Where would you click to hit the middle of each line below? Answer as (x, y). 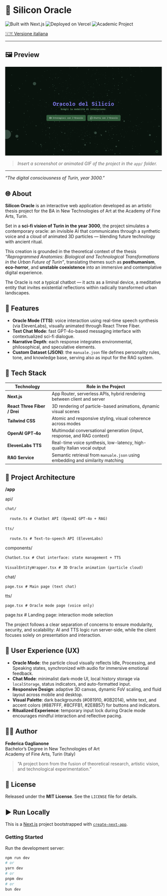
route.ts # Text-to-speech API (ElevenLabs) (56, 538)
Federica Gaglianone (27, 743)
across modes (66, 424)
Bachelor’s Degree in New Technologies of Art (52, 748)
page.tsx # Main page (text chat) (41, 587)
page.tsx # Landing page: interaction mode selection (59, 614)
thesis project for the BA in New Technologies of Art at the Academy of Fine (83, 211)
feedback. (23, 673)
